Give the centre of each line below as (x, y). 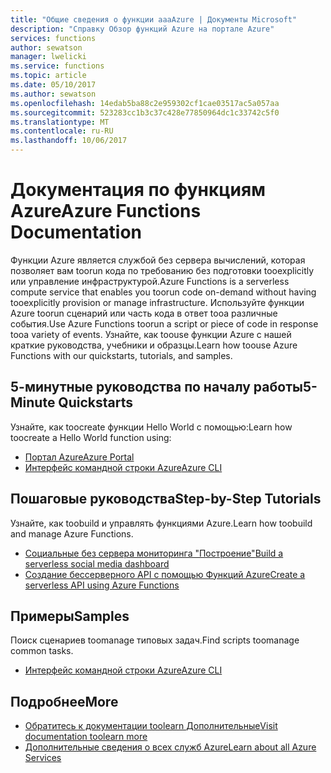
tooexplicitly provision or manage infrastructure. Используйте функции (157, 302)
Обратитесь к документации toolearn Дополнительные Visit (151, 726)
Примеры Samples (70, 616)
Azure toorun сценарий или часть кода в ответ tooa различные (144, 313)
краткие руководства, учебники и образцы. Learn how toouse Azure (154, 345)
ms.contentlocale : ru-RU (62, 131)
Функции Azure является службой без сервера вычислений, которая (158, 260)
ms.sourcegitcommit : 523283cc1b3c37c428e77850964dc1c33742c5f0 (145, 112)
